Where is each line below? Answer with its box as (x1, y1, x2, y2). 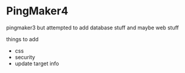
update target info (14, 60, 60, 67)
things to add (6, 35, 39, 42)
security (14, 53, 36, 60)
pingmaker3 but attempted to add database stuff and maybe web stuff (6, 24, 179, 31)
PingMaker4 (6, 4, 69, 18)
